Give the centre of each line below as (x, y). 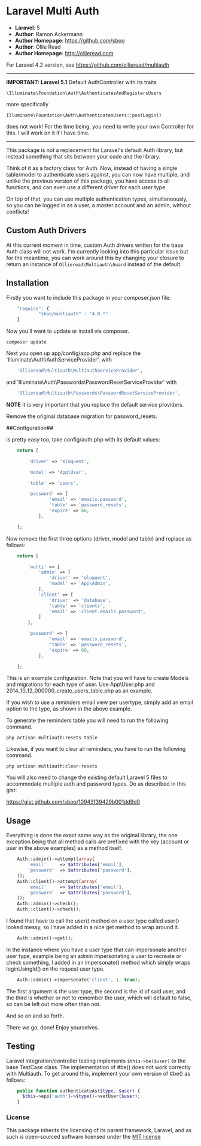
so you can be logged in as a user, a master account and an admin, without (99, 205)
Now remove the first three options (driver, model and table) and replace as (99, 538)
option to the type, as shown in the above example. (69, 709)
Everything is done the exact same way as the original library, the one (92, 835)
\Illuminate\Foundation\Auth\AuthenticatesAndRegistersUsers (84, 93)
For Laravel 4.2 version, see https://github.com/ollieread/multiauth (88, 65)
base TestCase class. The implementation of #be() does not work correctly (99, 1067)
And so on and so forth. (35, 1016)
